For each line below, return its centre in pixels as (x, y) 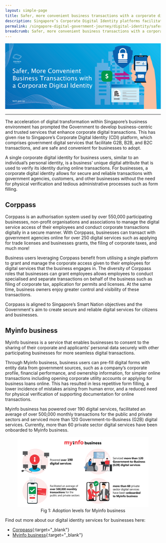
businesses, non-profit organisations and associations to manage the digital (82, 222)
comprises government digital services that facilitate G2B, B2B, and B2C (79, 143)
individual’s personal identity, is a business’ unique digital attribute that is (79, 163)
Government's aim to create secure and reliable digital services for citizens (82, 310)
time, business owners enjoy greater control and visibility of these (72, 289)
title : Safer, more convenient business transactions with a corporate (80, 16)
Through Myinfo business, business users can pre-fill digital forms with (78, 363)
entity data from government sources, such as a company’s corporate (76, 368)
